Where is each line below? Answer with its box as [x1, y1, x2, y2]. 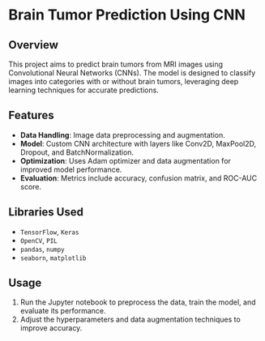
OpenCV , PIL [19, 235, 58, 245]
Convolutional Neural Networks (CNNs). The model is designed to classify [8, 68, 256, 78]
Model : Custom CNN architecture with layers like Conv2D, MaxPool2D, [19, 139, 257, 148]
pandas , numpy [19, 244, 65, 254]
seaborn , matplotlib [19, 253, 87, 262]
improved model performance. [19, 164, 122, 174]
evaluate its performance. [19, 306, 107, 316]
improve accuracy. [19, 323, 83, 333]
